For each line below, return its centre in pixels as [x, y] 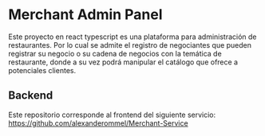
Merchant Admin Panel [85, 15]
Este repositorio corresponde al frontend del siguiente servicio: [112, 115]
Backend [31, 96]
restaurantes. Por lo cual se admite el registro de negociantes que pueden [130, 45]
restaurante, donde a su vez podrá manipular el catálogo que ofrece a [123, 62]
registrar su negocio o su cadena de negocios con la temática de [115, 53]
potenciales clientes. [42, 70]
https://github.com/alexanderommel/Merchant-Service [99, 123]
